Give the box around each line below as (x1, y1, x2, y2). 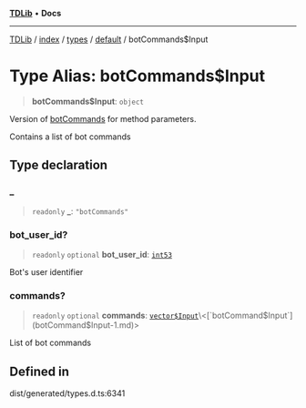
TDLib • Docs (9, 8, 62, 18)
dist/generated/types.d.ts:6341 (9, 388, 126, 399)
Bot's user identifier (9, 266, 84, 277)
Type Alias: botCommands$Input (9, 66, 266, 87)
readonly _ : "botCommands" (31, 205, 129, 217)
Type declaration (9, 158, 107, 173)
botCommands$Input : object (31, 96, 144, 107)
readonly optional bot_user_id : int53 (31, 249, 173, 260)
